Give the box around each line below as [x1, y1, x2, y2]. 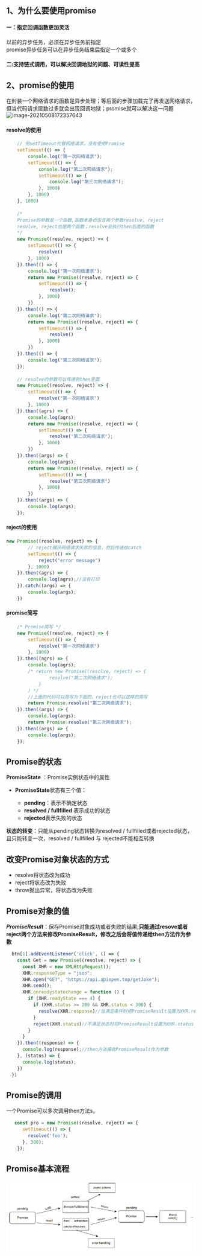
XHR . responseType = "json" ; [22, 970, 93, 976]
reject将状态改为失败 [14, 879, 67, 886]
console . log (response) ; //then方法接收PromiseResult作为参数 [22, 1047, 169, 1053]
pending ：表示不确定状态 [23, 799, 88, 807]
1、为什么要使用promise [6, 5, 97, 16]
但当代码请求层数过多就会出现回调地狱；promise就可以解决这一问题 [6, 105, 174, 112]
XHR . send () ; [22, 983, 52, 989]
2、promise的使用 [6, 80, 75, 91]
